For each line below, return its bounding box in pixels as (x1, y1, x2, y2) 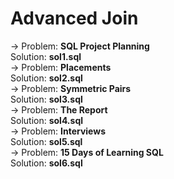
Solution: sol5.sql (10, 135, 83, 147)
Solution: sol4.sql (10, 114, 84, 126)
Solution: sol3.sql (10, 93, 83, 105)
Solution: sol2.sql (10, 72, 83, 84)
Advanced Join (10, 7, 139, 30)
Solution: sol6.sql (10, 157, 83, 169)
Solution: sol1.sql (10, 50, 82, 62)
